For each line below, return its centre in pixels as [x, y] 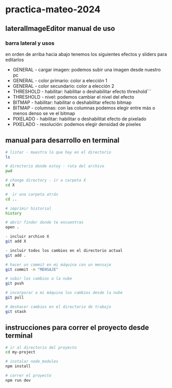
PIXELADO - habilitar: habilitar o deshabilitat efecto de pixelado [79, 119]
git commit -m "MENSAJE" [32, 269]
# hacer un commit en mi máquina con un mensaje [58, 265]
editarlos [15, 60]
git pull [15, 298]
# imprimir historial [28, 208]
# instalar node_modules [32, 362]
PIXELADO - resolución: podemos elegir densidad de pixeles [77, 124]
